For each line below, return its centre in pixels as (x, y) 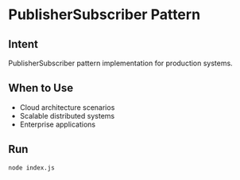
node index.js (32, 168)
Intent (23, 44)
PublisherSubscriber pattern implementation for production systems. (120, 63)
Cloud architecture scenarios (67, 107)
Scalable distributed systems (67, 115)
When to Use (41, 88)
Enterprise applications (58, 124)
